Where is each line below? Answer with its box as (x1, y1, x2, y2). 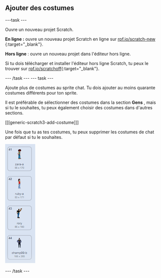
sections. (5, 110, 24, 116)
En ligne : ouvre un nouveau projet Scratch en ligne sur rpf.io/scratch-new (5, 36, 156, 42)
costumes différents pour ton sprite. (5, 90, 78, 95)
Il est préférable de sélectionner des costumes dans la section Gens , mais (5, 99, 156, 105)
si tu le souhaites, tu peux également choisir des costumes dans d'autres (5, 104, 153, 110)
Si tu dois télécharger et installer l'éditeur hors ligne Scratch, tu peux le (5, 60, 149, 66)
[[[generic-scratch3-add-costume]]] (5, 119, 79, 125)
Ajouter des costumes (5, 4, 75, 12)
